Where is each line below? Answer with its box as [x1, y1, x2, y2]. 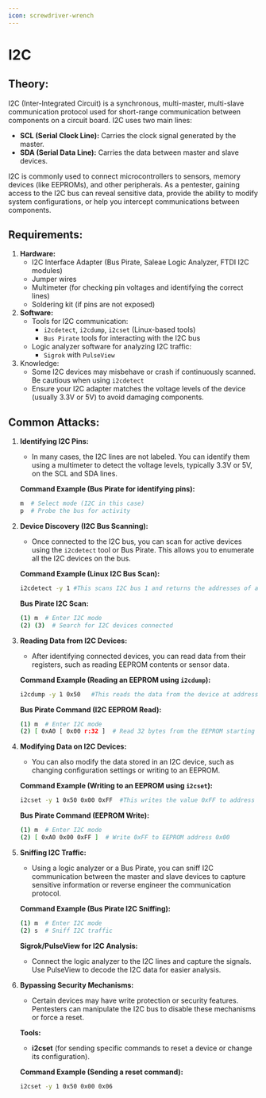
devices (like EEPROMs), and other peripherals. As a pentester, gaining [8, 179, 240, 189]
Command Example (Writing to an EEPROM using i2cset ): [19, 781, 213, 791]
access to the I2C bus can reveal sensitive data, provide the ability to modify [8, 188, 258, 198]
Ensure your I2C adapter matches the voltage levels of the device [31, 384, 246, 394]
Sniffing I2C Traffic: [19, 847, 87, 857]
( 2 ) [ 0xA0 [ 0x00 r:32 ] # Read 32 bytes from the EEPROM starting [19, 727, 256, 735]
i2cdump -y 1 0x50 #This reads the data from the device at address [19, 690, 259, 699]
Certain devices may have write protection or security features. [31, 996, 239, 1005]
